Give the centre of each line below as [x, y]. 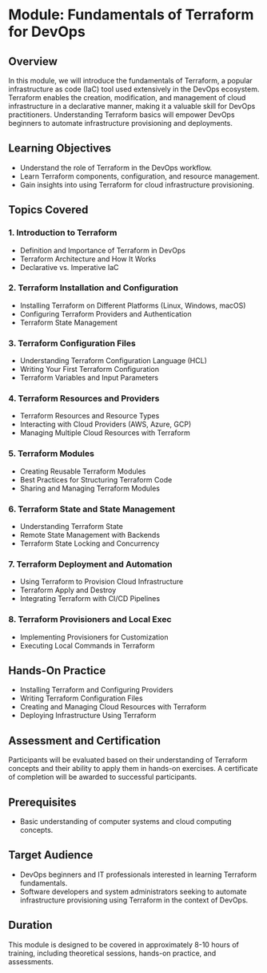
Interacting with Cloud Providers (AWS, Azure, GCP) [106, 424]
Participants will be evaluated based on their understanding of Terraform [128, 760]
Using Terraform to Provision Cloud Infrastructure [102, 582]
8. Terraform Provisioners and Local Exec [90, 620]
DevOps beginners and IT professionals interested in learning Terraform [138, 874]
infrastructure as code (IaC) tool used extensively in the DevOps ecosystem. [134, 89]
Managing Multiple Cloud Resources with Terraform [105, 433]
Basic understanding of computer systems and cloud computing [126, 822]
